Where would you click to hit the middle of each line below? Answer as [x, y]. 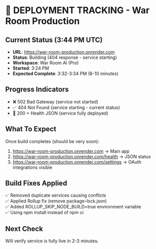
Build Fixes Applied [36, 183]
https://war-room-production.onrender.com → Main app [71, 151]
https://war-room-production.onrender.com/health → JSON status [82, 156]
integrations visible [32, 167]
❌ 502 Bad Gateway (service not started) [55, 101]
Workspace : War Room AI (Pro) [46, 63]
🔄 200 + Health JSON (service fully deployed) [61, 113]
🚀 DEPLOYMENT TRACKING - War [77, 10]
